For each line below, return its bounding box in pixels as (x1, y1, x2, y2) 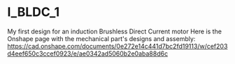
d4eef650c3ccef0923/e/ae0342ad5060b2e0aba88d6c (7, 49, 169, 58)
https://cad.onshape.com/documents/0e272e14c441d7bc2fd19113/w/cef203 (7, 42, 228, 50)
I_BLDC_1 (7, 4, 60, 20)
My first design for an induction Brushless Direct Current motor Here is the (7, 27, 222, 35)
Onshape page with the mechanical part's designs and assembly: (7, 34, 196, 42)
